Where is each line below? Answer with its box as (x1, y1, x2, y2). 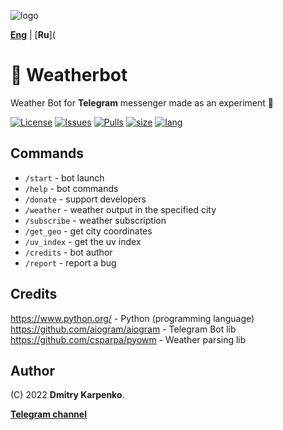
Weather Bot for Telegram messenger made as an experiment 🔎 (10, 96, 274, 109)
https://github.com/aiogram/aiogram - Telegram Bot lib (10, 323, 237, 335)
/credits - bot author (24, 246, 113, 258)
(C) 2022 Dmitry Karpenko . (10, 389, 125, 401)
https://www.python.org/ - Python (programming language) (10, 312, 255, 324)
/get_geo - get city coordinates (24, 225, 153, 237)
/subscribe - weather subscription (24, 214, 167, 226)
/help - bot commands (24, 182, 119, 194)
